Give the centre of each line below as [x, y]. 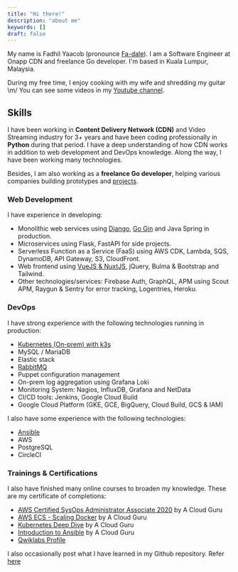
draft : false [27, 34]
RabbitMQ [32, 367]
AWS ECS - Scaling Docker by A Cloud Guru [82, 517]
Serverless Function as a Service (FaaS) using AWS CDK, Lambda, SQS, [123, 251]
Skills [20, 112]
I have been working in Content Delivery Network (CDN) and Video [107, 130]
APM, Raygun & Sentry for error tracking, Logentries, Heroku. [107, 289]
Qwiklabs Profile [42, 539]
